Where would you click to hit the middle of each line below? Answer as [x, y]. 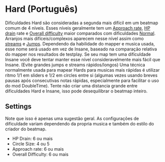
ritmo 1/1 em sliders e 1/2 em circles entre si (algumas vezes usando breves [81, 75]
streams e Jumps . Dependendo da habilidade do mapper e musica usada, [80, 43]
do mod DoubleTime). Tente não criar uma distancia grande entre [71, 85]
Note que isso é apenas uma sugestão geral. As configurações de [72, 118]
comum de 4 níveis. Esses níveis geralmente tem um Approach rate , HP [78, 28]
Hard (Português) [41, 9]
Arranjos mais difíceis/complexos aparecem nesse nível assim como [74, 39]
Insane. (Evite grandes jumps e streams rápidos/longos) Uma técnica [75, 65]
